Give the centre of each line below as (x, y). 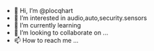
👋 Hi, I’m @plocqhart (43, 11)
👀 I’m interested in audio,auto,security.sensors (80, 18)
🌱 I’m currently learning (47, 25)
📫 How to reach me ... (46, 40)
